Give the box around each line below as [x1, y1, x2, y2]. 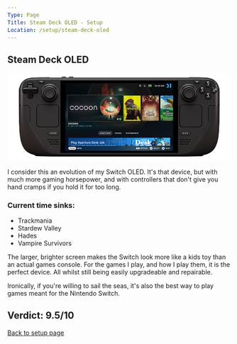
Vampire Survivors [17, 239, 72, 248]
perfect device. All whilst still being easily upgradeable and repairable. [7, 268, 213, 277]
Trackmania [17, 216, 53, 225]
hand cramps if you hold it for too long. [7, 182, 121, 191]
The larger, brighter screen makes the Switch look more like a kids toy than [7, 253, 226, 262]
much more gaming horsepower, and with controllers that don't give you [7, 174, 219, 184]
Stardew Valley [17, 224, 62, 233]
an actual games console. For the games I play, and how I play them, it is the [7, 260, 231, 269]
